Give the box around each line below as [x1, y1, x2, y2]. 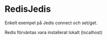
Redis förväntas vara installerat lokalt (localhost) [4, 29, 103, 35]
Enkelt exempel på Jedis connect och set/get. [4, 20, 98, 26]
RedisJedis [4, 3, 51, 15]
